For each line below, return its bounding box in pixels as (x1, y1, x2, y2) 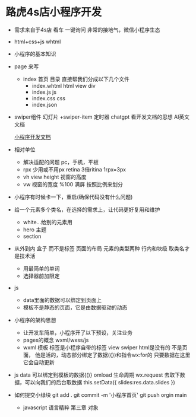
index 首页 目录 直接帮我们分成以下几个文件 (23, 75, 130, 82)
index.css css (31, 94, 66, 101)
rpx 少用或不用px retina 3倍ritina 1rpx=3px (23, 165, 126, 173)
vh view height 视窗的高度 (23, 173, 87, 180)
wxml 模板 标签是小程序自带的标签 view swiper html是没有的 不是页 (23, 343, 188, 351)
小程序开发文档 (14, 133, 51, 140)
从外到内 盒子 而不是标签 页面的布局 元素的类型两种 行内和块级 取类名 (14, 244, 185, 252)
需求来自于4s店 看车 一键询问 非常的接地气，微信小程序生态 (14, 26, 161, 33)
